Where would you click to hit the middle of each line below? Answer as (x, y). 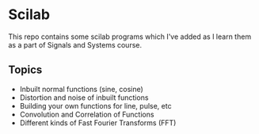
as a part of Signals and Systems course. (75, 44)
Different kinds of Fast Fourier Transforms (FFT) (98, 123)
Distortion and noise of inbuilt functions (84, 98)
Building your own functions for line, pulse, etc (95, 105)
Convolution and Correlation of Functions (87, 114)
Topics (25, 70)
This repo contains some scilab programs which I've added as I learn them (130, 36)
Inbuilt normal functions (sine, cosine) (82, 89)
